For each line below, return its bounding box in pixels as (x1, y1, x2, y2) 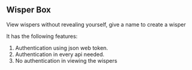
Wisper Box (6, 5, 52, 15)
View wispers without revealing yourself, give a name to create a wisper (6, 21, 187, 28)
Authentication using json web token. (15, 44, 108, 51)
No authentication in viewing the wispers (15, 57, 117, 64)
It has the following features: (6, 33, 78, 40)
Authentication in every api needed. (15, 51, 105, 58)
